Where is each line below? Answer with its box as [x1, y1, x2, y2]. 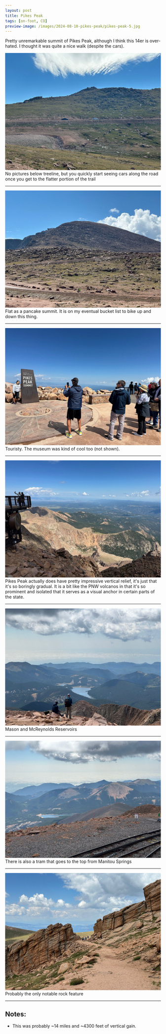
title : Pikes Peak [5, 13, 43, 18]
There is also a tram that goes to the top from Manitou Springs [5, 859, 132, 864]
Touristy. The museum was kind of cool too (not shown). [5, 446, 120, 452]
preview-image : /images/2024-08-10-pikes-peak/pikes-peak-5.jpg [5, 24, 140, 29]
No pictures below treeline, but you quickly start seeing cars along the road [5, 171, 159, 177]
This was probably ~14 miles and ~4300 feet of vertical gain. [12, 1023, 137, 1029]
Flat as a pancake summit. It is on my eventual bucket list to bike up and [5, 308, 152, 314]
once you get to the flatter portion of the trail [5, 176, 96, 182]
